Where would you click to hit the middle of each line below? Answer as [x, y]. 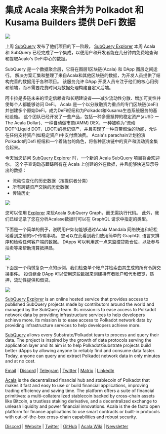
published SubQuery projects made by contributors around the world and [80, 304]
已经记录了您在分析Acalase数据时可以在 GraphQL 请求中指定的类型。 [80, 219]
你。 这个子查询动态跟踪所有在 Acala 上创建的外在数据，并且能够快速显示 [80, 164]
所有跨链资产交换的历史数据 [41, 187]
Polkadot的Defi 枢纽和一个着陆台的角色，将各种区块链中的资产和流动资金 [80, 141]
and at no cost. [21, 361]
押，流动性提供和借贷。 [29, 280]
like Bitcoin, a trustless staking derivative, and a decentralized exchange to [81, 401]
